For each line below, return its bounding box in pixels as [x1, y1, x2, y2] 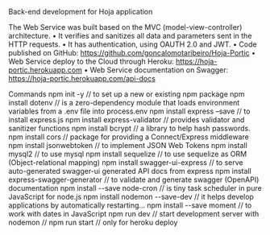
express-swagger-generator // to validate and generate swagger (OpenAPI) [8, 175, 260, 184]
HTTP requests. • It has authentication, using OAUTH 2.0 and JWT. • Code [8, 39, 257, 49]
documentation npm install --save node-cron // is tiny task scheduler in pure [8, 183, 262, 192]
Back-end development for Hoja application [8, 7, 153, 16]
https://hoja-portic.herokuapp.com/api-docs [8, 74, 156, 83]
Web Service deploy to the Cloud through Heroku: [8, 56, 175, 66]
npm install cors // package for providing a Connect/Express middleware [8, 132, 250, 142]
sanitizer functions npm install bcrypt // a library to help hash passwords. [8, 124, 251, 133]
